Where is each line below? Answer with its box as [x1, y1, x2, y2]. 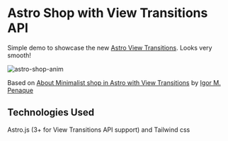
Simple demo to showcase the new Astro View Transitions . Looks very [7, 43, 212, 52]
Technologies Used [7, 106, 94, 118]
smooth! [7, 51, 32, 60]
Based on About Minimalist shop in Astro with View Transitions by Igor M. [7, 78, 221, 86]
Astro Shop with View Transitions [7, 5, 208, 21]
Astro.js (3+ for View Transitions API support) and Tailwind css [7, 125, 190, 134]
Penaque [7, 86, 34, 94]
